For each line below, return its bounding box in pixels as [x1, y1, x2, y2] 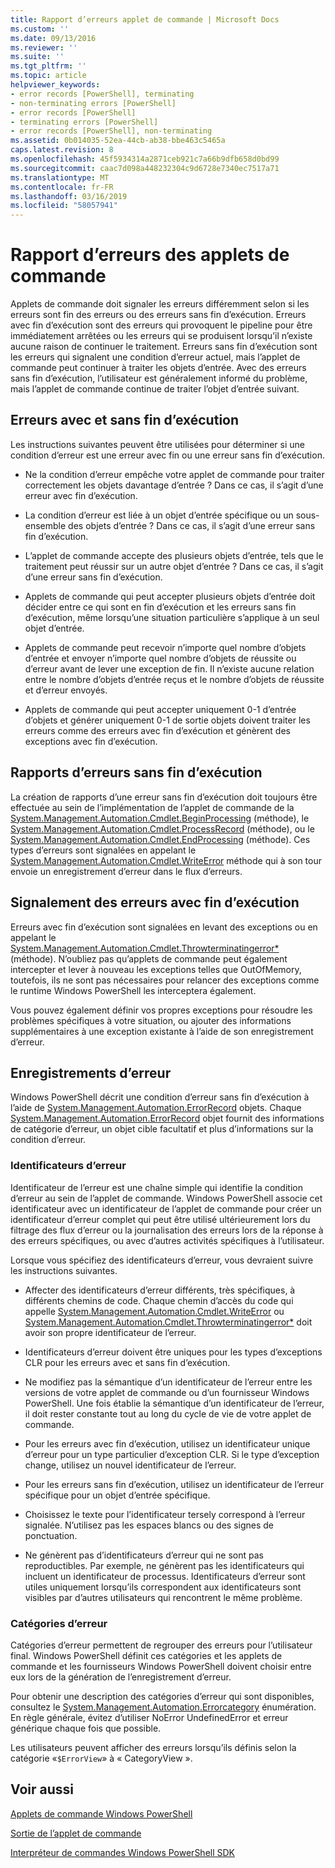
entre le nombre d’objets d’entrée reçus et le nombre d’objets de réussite [24, 673, 325, 685]
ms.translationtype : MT [10, 172, 110, 183]
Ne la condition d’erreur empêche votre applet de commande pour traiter [24, 468, 325, 480]
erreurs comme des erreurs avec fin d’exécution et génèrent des [24, 724, 291, 736]
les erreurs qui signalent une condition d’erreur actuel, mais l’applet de [10, 351, 301, 363]
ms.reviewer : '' [10, 42, 78, 53]
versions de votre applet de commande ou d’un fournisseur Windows [24, 1386, 310, 1398]
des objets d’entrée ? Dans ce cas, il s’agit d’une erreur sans [68, 519, 316, 531]
